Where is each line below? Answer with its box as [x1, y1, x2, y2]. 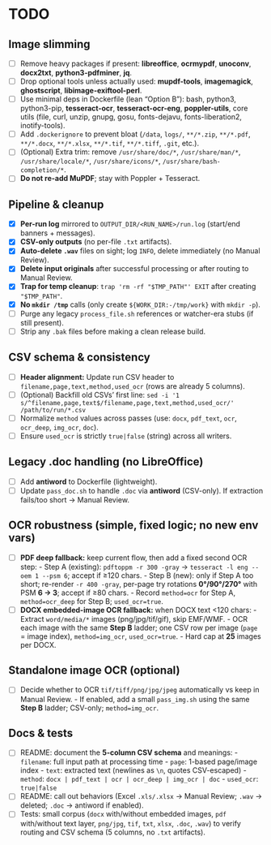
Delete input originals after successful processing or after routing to [19, 264, 249, 274]
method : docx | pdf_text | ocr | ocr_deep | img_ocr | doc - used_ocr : [19, 774, 259, 784]
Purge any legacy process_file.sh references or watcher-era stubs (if [19, 308, 254, 318]
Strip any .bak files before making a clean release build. [19, 326, 206, 336]
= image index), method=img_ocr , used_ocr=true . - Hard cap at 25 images [19, 631, 261, 641]
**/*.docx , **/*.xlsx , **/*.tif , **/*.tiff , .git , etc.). [19, 139, 200, 149]
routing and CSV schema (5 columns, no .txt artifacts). [19, 827, 206, 837]
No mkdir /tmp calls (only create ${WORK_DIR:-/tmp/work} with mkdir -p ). [19, 300, 261, 309]
